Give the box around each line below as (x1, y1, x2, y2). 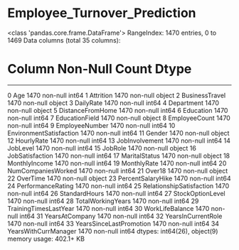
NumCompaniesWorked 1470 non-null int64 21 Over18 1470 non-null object (7, 166, 228, 175)
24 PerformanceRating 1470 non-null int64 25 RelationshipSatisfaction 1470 (7, 181, 230, 190)
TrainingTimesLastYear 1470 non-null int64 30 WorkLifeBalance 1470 (7, 204, 210, 212)
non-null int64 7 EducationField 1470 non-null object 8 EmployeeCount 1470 (7, 114, 231, 122)
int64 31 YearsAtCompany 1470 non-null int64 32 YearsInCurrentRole (19, 212, 223, 220)
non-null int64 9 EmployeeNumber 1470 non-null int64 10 (7, 121, 176, 129)
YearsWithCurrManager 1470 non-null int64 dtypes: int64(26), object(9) (7, 227, 218, 235)
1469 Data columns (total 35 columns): (7, 36, 121, 44)
